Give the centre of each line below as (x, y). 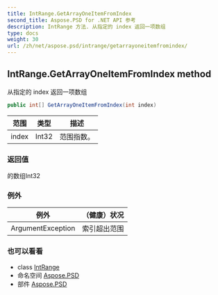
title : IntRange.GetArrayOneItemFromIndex (69, 14)
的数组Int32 (24, 175)
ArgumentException (43, 228)
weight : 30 (23, 40)
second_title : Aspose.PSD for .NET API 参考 (72, 20)
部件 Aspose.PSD (42, 284)
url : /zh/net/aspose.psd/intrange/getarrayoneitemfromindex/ (98, 46)
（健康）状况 (103, 215)
